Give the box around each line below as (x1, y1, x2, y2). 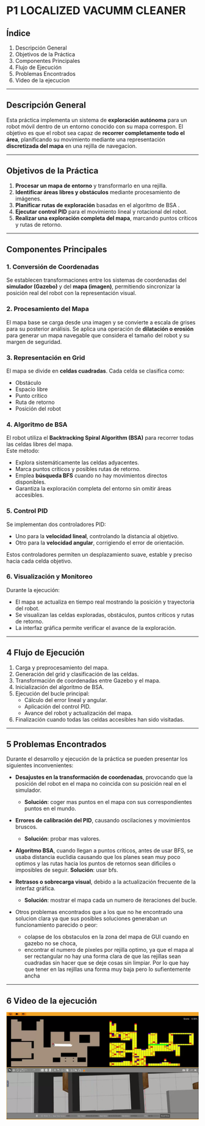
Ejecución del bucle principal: (15, 690, 90, 697)
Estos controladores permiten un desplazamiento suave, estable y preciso (6, 550, 192, 558)
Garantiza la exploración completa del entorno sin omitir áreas (15, 485, 172, 492)
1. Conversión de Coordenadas (6, 262, 99, 271)
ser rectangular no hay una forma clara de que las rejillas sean (24, 952, 181, 960)
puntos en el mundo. (24, 805, 76, 813)
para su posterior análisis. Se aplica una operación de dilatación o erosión (6, 325, 194, 332)
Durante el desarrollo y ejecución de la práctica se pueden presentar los (6, 755, 188, 762)
